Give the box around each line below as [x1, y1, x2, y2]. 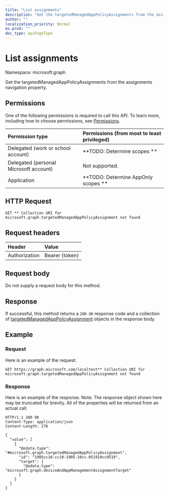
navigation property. [5, 84, 47, 90]
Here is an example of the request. [5, 357, 77, 363]
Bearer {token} [44, 252, 79, 259]
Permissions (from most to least [82, 130, 161, 137]
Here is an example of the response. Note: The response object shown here [5, 394, 162, 400]
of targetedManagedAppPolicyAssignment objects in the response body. [5, 316, 156, 322]
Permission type [8, 133, 48, 140]
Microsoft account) [8, 165, 53, 172]
